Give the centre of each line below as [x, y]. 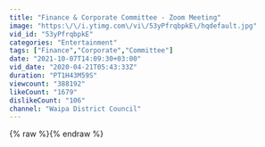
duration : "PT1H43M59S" [54, 76]
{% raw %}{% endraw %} [57, 134]
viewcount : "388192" [48, 84]
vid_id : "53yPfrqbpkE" [51, 34]
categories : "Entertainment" [63, 42]
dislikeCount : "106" [48, 100]
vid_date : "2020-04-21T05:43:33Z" [74, 68]
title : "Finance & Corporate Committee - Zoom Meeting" [115, 17]
